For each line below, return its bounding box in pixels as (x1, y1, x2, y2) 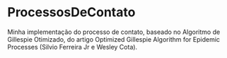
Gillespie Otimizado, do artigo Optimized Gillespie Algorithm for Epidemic (7, 35, 221, 43)
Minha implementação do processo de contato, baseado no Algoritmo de (7, 28, 221, 36)
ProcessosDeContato (7, 4, 136, 21)
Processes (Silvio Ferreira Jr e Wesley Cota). (7, 42, 138, 51)
